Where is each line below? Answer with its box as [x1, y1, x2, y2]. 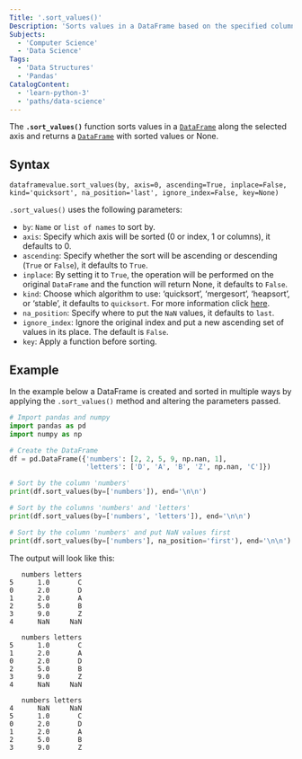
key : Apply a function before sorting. [22, 336, 157, 347]
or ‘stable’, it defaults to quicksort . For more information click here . [22, 298, 271, 309]
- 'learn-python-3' [17, 88, 91, 97]
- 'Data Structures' [17, 64, 94, 73]
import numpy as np [9, 429, 83, 438]
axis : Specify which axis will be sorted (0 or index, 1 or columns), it [22, 231, 271, 243]
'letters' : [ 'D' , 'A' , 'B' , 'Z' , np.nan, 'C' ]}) [85, 463, 271, 472]
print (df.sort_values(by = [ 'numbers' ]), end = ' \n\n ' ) [9, 487, 207, 497]
